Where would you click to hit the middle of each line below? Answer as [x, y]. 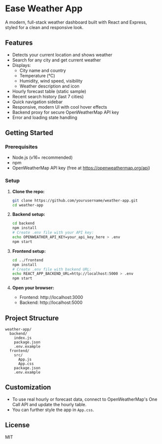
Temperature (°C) [37, 75]
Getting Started [29, 133]
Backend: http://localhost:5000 [51, 302]
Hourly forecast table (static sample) [49, 91]
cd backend [23, 223]
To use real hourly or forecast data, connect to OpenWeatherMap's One [85, 399]
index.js [23, 338]
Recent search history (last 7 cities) [48, 96]
